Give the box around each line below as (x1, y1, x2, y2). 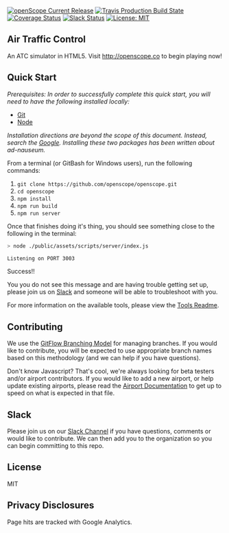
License (7, 462, 42, 473)
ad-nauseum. (7, 145, 46, 154)
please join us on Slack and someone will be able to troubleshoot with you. (7, 288, 218, 296)
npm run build (16, 202, 58, 209)
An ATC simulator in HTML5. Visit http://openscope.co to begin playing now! (7, 51, 223, 60)
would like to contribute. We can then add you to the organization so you (7, 434, 213, 442)
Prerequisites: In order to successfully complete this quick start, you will (7, 90, 210, 98)
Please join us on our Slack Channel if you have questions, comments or (7, 427, 211, 435)
